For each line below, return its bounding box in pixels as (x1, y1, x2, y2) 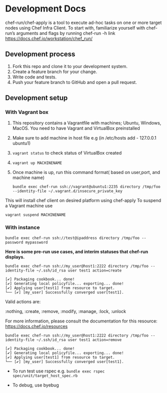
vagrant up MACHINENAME (12, 160, 62, 165)
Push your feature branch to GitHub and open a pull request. (12, 79, 137, 85)
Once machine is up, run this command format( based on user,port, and (12, 169, 160, 175)
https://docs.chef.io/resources (5, 323, 68, 329)
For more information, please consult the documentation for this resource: (5, 318, 157, 324)
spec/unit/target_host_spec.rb (12, 373, 78, 378)
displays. (5, 253, 25, 260)
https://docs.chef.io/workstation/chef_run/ (5, 35, 93, 41)
